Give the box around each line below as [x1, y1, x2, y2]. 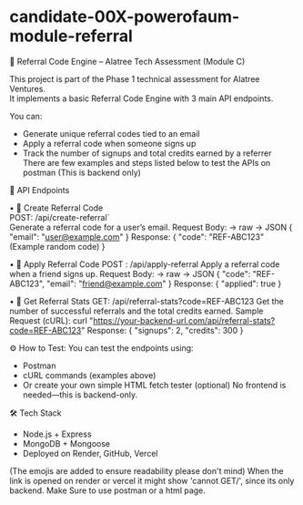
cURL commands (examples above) [22, 369, 157, 380]
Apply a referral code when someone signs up [22, 138, 197, 149]
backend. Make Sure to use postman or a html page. [9, 485, 207, 496]
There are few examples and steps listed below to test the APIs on [22, 157, 271, 168]
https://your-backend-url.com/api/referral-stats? [92, 314, 276, 325]
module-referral [9, 26, 134, 46]
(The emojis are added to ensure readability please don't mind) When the [9, 465, 284, 476]
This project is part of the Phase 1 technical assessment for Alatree [9, 73, 260, 84]
